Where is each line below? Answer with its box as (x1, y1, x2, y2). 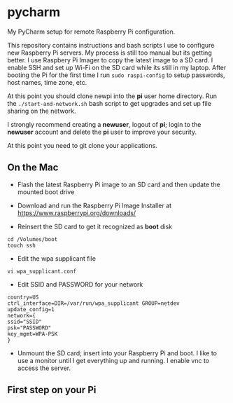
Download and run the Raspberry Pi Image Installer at (17, 201, 172, 210)
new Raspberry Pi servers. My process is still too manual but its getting (7, 48, 212, 57)
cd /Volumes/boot (7, 235, 58, 243)
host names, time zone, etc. (7, 78, 87, 86)
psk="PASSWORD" (7, 324, 52, 332)
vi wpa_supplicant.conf (7, 268, 77, 275)
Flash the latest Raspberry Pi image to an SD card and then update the (17, 180, 220, 189)
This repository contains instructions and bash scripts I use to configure (7, 41, 215, 49)
